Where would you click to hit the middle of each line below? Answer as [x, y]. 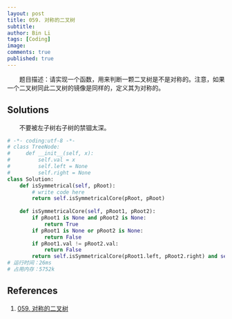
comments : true [29, 53]
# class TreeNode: [33, 147]
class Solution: [30, 179]
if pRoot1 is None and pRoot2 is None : [89, 218]
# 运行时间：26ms [29, 263]
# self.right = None [49, 173]
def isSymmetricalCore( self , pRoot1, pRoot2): [88, 212]
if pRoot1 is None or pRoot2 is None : [88, 230]
